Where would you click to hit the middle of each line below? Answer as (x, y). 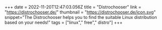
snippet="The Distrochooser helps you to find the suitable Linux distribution (81, 17)
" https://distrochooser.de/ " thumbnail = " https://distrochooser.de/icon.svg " (80, 12)
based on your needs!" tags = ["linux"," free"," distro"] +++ (64, 22)
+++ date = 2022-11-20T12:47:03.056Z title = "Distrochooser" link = (73, 7)
